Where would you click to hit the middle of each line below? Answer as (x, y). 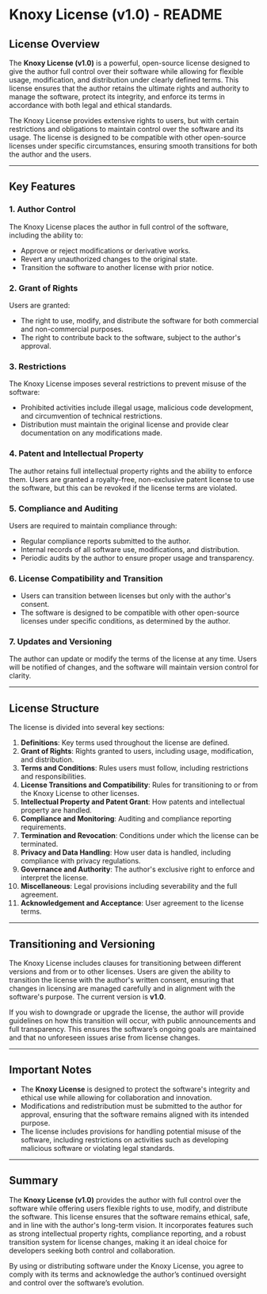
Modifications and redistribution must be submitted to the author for (131, 1106)
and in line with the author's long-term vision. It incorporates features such (131, 1225)
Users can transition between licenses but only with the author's (126, 596)
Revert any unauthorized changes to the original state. (109, 259)
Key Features (42, 187)
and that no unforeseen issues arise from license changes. (105, 1037)
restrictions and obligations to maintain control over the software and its (126, 129)
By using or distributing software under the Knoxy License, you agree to (126, 1265)
